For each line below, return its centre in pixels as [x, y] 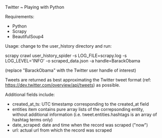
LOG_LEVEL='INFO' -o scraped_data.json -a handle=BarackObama [73, 61]
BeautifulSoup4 [28, 37]
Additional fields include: [30, 95]
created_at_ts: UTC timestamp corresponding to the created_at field [81, 104]
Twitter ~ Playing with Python [35, 7]
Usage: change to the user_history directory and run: [58, 46]
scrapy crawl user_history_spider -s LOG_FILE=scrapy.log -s [66, 55]
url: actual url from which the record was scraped [62, 130]
